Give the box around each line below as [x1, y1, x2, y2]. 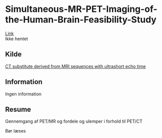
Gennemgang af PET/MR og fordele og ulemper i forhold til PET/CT [5, 118, 143, 125]
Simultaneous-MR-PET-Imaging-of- [5, 3, 158, 15]
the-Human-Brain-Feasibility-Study [5, 14, 157, 25]
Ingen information [5, 91, 42, 97]
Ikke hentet [5, 36, 28, 42]
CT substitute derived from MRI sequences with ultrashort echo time [5, 63, 146, 69]
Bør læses [5, 128, 26, 134]
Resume [5, 105, 31, 114]
